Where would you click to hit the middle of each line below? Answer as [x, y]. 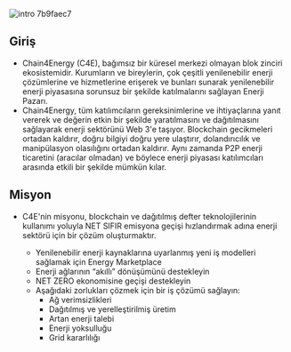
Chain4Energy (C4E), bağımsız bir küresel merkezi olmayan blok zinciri [152, 63]
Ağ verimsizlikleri [80, 300]
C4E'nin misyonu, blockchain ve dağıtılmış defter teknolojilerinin [139, 216]
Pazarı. [35, 100]
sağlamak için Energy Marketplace [98, 261]
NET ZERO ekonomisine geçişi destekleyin [113, 281]
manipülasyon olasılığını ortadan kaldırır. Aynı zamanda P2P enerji [142, 148]
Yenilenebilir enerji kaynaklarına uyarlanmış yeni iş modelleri [145, 252]
